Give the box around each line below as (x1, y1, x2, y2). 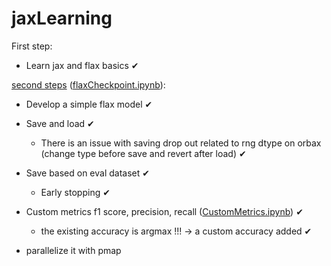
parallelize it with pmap (25, 244, 122, 256)
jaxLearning (11, 7, 113, 30)
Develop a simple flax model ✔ (25, 98, 153, 110)
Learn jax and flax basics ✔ (25, 59, 139, 71)
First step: (11, 40, 53, 52)
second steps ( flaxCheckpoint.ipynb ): (11, 78, 166, 91)
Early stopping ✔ (40, 186, 111, 198)
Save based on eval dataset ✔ (25, 167, 150, 179)
